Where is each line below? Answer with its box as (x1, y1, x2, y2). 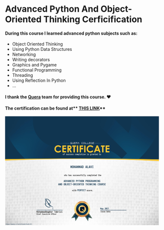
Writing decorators (12, 57, 50, 63)
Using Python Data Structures (12, 46, 72, 52)
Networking (12, 51, 36, 57)
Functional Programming (12, 67, 62, 73)
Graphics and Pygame (12, 62, 57, 68)
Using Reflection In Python (12, 77, 66, 84)
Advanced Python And (5, 3, 99, 15)
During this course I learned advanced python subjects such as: (5, 30, 138, 36)
